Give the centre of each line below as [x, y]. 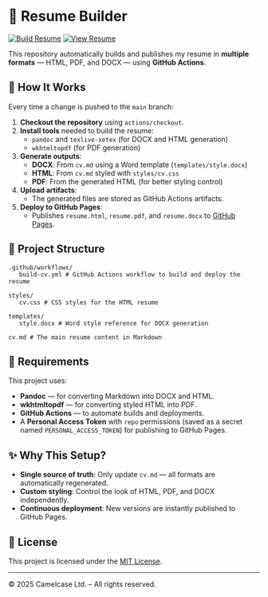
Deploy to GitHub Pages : [61, 207]
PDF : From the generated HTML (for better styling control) [127, 181]
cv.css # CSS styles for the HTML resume [89, 302]
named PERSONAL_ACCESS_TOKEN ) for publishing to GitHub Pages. [123, 430]
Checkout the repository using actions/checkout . [102, 122]
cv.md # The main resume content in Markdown [85, 337]
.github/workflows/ [41, 267]
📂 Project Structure [57, 249]
